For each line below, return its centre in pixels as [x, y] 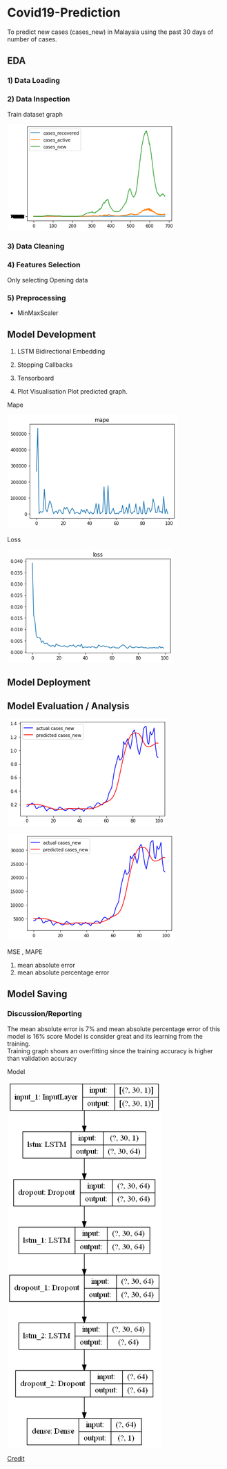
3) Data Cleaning [36, 247]
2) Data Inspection [39, 99]
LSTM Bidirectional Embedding [61, 351]
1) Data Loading [34, 81]
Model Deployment [49, 683]
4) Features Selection [44, 265]
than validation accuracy [42, 1058]
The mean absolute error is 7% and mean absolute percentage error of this [114, 1029]
